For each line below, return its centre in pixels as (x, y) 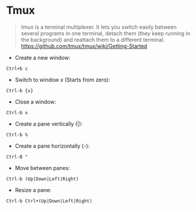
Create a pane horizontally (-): (52, 146)
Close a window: (35, 102)
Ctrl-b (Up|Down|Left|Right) (43, 179)
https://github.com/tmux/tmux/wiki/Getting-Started (84, 46)
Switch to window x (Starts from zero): (62, 80)
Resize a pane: (33, 190)
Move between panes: (42, 168)
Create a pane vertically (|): (49, 124)
